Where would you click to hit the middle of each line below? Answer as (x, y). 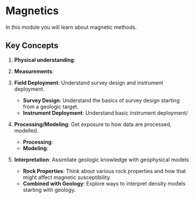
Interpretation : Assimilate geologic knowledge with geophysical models (101, 160)
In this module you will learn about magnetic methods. (71, 27)
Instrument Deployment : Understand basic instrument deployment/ (105, 112)
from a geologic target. (51, 107)
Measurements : (34, 71)
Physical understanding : (45, 59)
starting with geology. (49, 190)
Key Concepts (32, 46)
